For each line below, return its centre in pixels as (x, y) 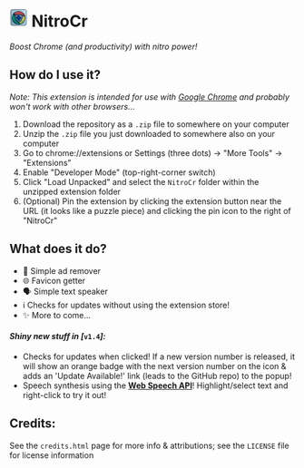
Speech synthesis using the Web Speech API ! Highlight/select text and (155, 385)
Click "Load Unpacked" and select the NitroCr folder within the (141, 181)
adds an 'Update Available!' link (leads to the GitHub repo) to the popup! (157, 375)
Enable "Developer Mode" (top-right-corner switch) (119, 172)
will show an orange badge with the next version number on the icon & (154, 366)
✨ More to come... (57, 315)
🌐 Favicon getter (54, 280)
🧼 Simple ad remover (62, 270)
